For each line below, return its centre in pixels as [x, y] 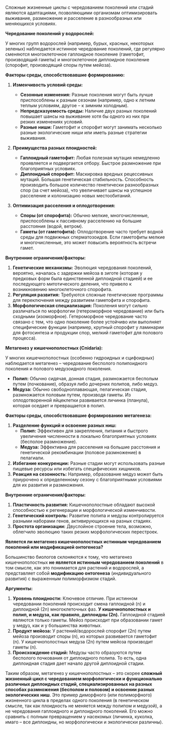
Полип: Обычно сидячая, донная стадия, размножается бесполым [85, 379]
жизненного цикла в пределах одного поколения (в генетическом [77, 700]
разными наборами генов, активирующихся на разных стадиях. [82, 521]
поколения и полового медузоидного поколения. [59, 369]
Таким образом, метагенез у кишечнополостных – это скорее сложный [84, 673]
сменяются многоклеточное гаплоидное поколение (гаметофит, [75, 54]
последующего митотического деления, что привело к [72, 284]
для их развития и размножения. [48, 485]
